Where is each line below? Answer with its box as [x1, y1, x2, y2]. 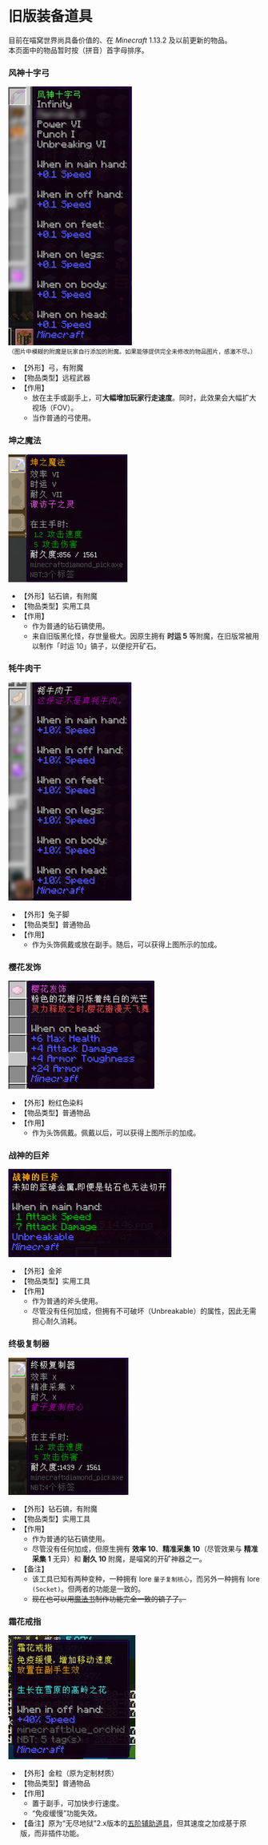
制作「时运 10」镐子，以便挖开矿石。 [38, 641, 162, 651]
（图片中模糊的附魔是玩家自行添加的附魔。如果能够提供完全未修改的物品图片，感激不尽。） [8, 348, 257, 357]
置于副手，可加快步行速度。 [31, 1799, 124, 1808]
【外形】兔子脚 [19, 909, 70, 919]
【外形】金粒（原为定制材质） [19, 1768, 118, 1779]
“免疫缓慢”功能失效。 [31, 1808, 102, 1819]
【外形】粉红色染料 [19, 1098, 84, 1108]
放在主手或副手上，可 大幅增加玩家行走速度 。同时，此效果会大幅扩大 [31, 393, 257, 403]
